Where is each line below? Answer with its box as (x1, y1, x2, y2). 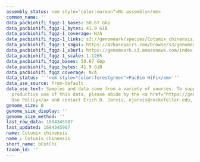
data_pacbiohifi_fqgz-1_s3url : (6, 47, 84, 53)
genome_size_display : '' (6, 108, 68, 114)
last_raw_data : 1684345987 (6, 119, 73, 125)
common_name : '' (6, 14, 46, 20)
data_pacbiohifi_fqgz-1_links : (6, 36, 84, 42)
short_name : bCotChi (6, 141, 58, 147)
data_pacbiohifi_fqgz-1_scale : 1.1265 (6, 53, 102, 59)
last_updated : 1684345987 (6, 125, 70, 131)
